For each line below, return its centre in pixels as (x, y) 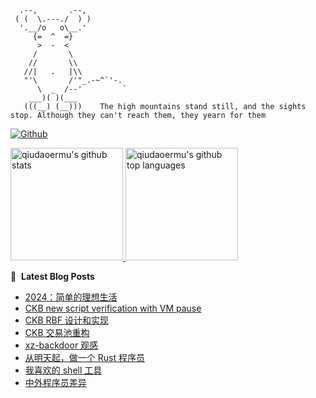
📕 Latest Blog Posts (52, 276)
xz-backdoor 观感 (61, 345)
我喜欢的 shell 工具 (63, 370)
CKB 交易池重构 (57, 332)
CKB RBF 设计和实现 (66, 320)
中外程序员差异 (55, 382)
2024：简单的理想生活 (71, 297)
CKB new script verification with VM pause (113, 308)
